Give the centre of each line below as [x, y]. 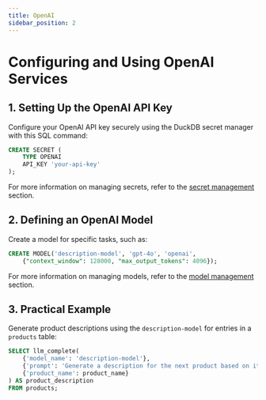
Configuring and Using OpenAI [111, 62]
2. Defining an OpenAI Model [81, 220]
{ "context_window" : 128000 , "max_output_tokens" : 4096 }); [120, 261]
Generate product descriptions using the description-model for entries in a [130, 328]
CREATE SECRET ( [35, 150]
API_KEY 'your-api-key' [62, 164]
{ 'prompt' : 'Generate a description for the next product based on [136, 366]
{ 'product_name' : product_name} [76, 373]
